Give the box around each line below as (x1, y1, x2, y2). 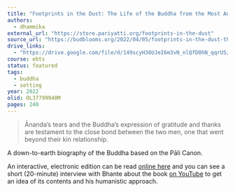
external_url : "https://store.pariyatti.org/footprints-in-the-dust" (7, 29, 215, 37)
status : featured (7, 62, 58, 69)
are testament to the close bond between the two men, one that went (24, 127, 224, 136)
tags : (7, 68, 23, 75)
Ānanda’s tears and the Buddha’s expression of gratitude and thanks (24, 120, 222, 128)
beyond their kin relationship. (24, 135, 108, 143)
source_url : (7, 36, 42, 43)
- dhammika (13, 23, 45, 30)
